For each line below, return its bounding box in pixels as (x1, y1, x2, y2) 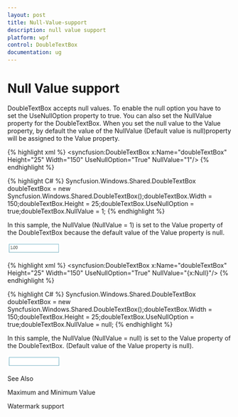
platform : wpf (7, 34, 50, 41)
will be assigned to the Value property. (7, 134, 120, 142)
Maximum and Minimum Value (7, 388, 96, 396)
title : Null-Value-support (7, 18, 87, 26)
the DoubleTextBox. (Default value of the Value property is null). (7, 341, 194, 350)
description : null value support (7, 26, 107, 33)
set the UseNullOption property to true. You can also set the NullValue (7, 111, 212, 120)
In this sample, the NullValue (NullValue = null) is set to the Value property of (7, 334, 231, 342)
